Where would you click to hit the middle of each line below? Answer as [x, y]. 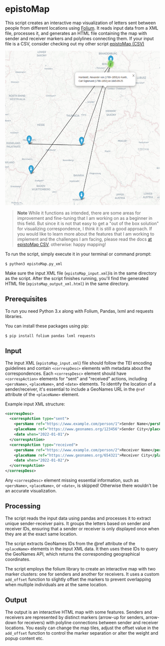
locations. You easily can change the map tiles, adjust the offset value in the [82, 628]
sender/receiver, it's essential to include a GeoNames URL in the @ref [75, 389]
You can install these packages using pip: [47, 326]
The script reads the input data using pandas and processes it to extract [78, 518]
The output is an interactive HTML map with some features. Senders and [79, 612]
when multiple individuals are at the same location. [56, 584]
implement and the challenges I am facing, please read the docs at [84, 239]
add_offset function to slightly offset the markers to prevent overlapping [78, 579]
